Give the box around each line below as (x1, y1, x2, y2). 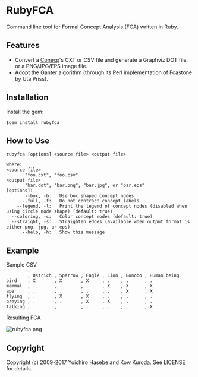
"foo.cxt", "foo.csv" (24, 172, 78, 178)
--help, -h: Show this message (21, 229, 105, 235)
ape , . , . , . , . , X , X (6, 289, 153, 294)
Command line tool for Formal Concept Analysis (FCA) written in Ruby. (6, 23, 178, 30)
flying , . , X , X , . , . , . (6, 293, 153, 300)
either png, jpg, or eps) (6, 224, 70, 230)
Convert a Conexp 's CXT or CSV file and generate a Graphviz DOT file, (14, 56, 188, 63)
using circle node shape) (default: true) (6, 208, 113, 214)
